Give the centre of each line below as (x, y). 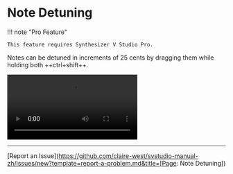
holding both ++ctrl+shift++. (48, 64)
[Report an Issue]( (33, 156)
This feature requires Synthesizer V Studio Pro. (80, 44)
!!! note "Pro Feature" (37, 32)
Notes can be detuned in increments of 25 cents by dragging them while (111, 58)
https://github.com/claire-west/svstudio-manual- (129, 156)
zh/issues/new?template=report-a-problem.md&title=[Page (92, 163)
